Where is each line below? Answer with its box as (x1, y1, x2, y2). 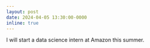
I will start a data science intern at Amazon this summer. (6, 37, 145, 44)
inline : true (6, 20, 39, 26)
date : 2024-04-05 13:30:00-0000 (6, 14, 87, 20)
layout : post (6, 8, 39, 15)
